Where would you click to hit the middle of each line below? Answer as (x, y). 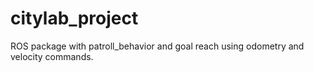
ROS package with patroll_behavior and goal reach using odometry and (157, 46)
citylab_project (74, 18)
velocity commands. (52, 56)
